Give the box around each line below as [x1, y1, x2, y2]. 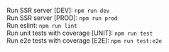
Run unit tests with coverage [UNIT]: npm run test [6, 28, 153, 37]
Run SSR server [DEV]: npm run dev [6, 6, 110, 14]
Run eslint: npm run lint [6, 21, 77, 29]
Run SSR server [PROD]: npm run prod [6, 14, 118, 22]
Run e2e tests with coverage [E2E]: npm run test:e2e [6, 36, 163, 45]
